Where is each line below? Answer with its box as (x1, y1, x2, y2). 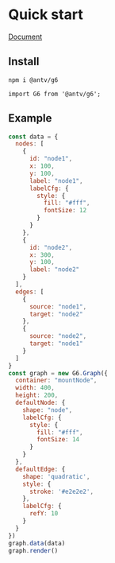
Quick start (8, 6, 83, 24)
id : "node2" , (29, 243, 73, 251)
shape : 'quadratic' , (22, 472, 90, 480)
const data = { (8, 133, 59, 141)
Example (8, 111, 52, 125)
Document (8, 32, 43, 41)
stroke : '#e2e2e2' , (29, 487, 94, 495)
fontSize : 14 (36, 436, 80, 444)
